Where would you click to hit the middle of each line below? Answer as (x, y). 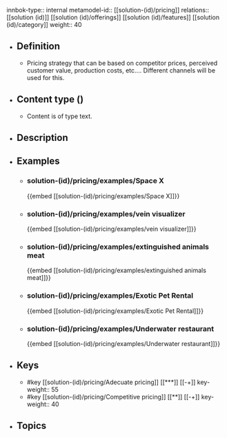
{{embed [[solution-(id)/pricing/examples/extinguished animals (116, 270)
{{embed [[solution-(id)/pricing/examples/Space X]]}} (103, 196)
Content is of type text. (59, 116)
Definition (38, 47)
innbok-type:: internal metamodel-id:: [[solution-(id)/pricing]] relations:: (108, 10)
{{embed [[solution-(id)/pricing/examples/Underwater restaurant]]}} (124, 343)
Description (42, 138)
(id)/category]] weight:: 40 (44, 25)
